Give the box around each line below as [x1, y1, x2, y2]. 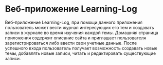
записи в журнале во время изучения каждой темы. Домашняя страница [5, 30, 159, 35]
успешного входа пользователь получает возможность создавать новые [5, 45, 158, 51]
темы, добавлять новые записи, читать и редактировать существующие [5, 50, 156, 56]
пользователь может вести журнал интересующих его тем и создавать [5, 24, 154, 30]
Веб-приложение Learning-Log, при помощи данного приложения [5, 19, 143, 25]
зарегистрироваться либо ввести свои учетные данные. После [5, 40, 137, 46]
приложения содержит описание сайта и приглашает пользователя [5, 35, 146, 41]
